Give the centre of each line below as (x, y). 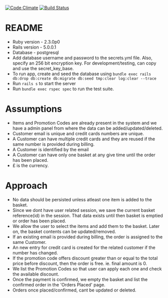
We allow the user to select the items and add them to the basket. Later (86, 226)
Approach (26, 186)
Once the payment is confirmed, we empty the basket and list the (80, 279)
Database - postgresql (36, 52)
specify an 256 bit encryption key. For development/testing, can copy (84, 63)
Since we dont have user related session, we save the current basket (84, 210)
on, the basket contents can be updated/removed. (64, 231)
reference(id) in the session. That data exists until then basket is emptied (88, 215)
